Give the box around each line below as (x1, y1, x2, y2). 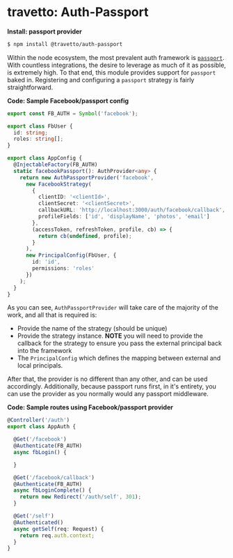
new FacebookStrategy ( (25, 181, 92, 188)
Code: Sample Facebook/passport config (7, 96, 129, 105)
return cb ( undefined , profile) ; (38, 232, 132, 239)
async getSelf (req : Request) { (13, 525, 104, 532)
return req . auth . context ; (19, 531, 95, 539)
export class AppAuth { (7, 423, 77, 430)
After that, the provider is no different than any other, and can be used (7, 375, 208, 384)
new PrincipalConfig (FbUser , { (25, 252, 117, 259)
